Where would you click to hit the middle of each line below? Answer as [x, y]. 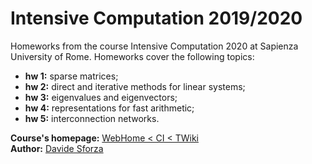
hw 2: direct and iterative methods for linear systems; [135, 86]
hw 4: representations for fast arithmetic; [109, 108]
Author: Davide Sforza [57, 148]
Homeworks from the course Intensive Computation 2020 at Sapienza [154, 46]
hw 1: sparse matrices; [71, 76]
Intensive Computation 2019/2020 [156, 18]
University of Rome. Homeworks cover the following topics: [132, 56]
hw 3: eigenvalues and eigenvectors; [101, 97]
